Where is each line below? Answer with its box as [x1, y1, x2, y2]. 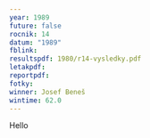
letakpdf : [9, 63, 46, 72]
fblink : [9, 46, 38, 55]
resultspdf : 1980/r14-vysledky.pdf [9, 54, 142, 63]
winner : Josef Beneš [9, 87, 87, 96]
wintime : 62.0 [9, 95, 62, 105]
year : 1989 [9, 12, 50, 22]
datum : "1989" [9, 37, 62, 47]
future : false [9, 21, 62, 30]
